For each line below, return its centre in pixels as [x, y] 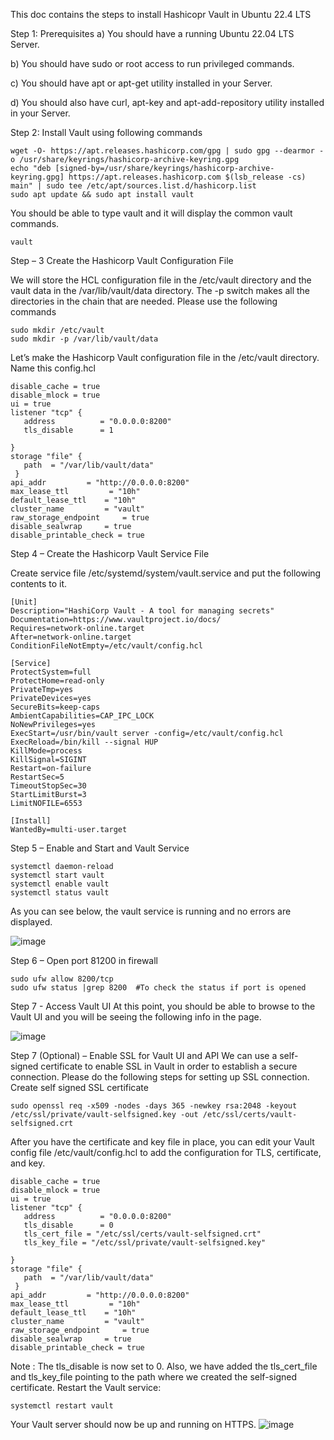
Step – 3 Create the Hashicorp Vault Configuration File [122, 260]
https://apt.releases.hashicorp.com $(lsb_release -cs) [187, 177]
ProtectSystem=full [51, 672]
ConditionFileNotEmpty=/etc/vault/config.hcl [106, 646]
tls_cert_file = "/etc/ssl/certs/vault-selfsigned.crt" [142, 1234]
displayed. [31, 922]
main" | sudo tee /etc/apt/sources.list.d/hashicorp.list [133, 186]
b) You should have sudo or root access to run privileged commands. [152, 63]
